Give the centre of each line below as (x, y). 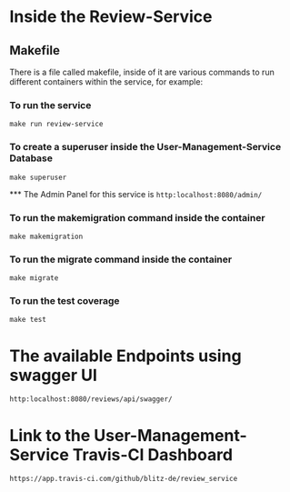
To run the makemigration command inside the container (137, 217)
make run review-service (56, 125)
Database (31, 158)
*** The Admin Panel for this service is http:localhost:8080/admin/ (136, 194)
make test (28, 320)
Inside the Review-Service (111, 17)
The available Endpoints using (126, 356)
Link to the (50, 435)
